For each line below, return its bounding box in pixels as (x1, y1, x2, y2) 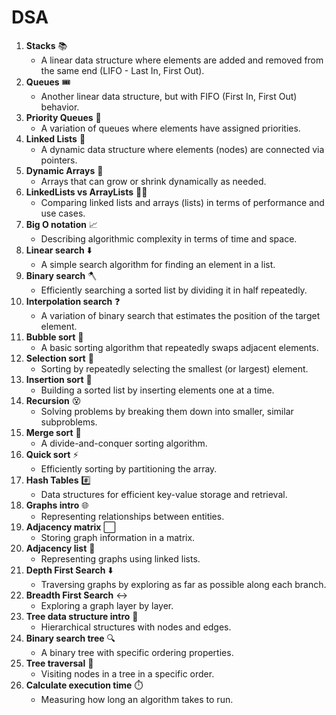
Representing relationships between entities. (40, 510, 225, 522)
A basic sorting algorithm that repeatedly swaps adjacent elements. (40, 341, 319, 353)
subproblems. (40, 416, 98, 428)
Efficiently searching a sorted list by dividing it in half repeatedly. (40, 284, 308, 296)
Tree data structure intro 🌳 (25, 610, 139, 622)
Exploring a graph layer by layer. (40, 599, 174, 611)
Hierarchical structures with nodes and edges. (40, 621, 232, 633)
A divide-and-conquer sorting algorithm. (40, 437, 208, 449)
